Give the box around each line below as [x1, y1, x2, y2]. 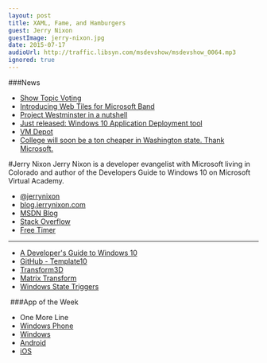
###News [8, 77, 41, 87]
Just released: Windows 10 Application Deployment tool [19, 118, 203, 128]
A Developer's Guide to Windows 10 [19, 248, 137, 257]
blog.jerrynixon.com [19, 199, 86, 209]
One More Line [19, 312, 69, 322]
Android [19, 338, 46, 347]
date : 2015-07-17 [8, 41, 66, 49]
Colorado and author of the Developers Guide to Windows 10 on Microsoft [8, 168, 251, 177]
